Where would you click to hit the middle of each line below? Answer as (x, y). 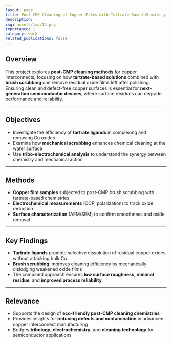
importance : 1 (20, 29)
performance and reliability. (34, 99)
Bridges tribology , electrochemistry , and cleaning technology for (83, 329)
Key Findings (27, 240)
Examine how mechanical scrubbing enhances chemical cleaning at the (89, 143)
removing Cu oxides (34, 137)
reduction (23, 209)
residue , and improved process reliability (57, 280)
